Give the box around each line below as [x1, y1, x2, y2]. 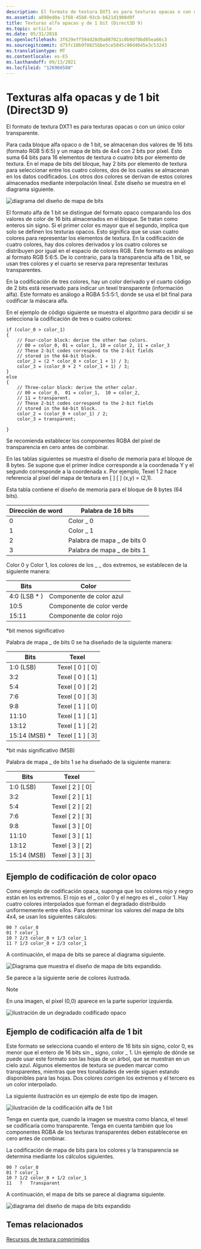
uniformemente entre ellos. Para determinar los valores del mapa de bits [6, 907, 184, 914]
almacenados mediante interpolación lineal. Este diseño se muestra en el [6, 180, 186, 187]
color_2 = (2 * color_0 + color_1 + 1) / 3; [17, 358, 130, 364]
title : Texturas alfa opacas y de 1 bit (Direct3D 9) [6, 20, 144, 26]
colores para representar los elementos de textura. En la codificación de [6, 235, 184, 242]
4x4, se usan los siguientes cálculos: [6, 913, 97, 921]
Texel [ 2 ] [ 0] [51, 783, 92, 791]
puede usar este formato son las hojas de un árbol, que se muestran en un [6, 1055, 190, 1062]
